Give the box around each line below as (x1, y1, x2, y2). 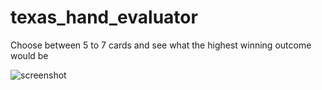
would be (10, 49, 49, 61)
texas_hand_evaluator (10, 6, 198, 29)
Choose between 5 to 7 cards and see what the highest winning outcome (10, 39, 312, 51)
